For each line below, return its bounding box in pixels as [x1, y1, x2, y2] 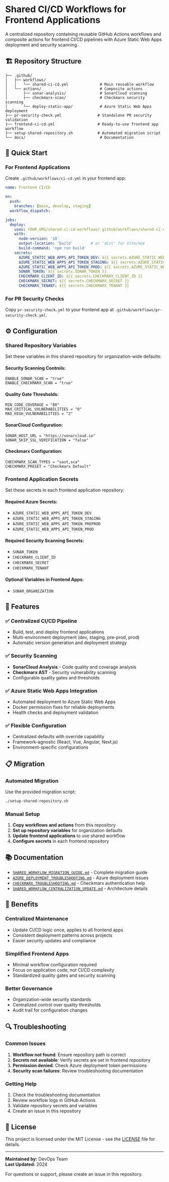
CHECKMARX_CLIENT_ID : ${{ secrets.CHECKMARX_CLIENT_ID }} [18, 274, 143, 279]
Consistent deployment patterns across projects [12, 932, 113, 938]
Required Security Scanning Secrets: [5, 537, 84, 543]
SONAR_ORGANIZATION [12, 588, 54, 594]
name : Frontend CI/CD [5, 185, 51, 190]
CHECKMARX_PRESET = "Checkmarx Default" [5, 464, 92, 469]
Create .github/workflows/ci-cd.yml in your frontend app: [5, 175, 126, 181]
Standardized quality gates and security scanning [12, 972, 116, 978]
